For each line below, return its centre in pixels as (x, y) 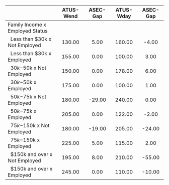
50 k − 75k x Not (28, 97)
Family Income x (27, 25)
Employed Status (28, 31)
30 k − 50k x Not (28, 68)
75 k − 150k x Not (30, 126)
